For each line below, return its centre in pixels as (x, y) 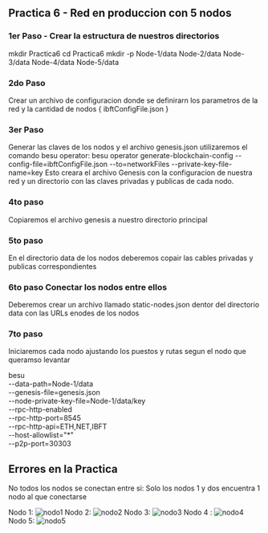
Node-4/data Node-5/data (75, 62)
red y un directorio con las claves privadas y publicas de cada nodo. (121, 181)
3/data (19, 62)
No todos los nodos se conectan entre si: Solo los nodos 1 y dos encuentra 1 (134, 488)
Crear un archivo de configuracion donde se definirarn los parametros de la (133, 100)
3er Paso (26, 129)
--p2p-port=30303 (40, 444)
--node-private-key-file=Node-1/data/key (77, 401)
